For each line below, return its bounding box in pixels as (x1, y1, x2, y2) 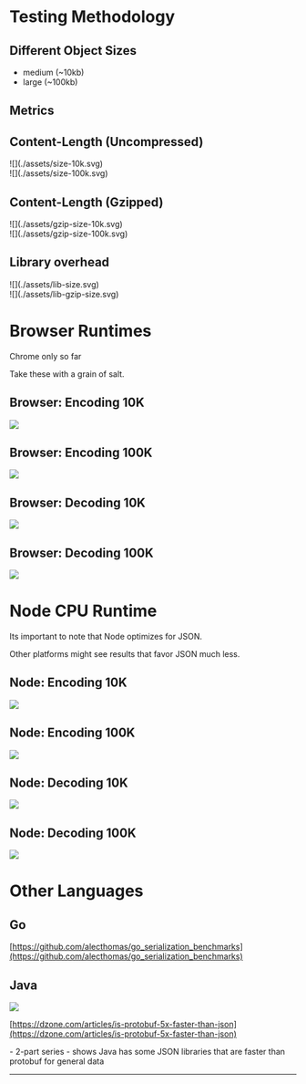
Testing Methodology (9, 6, 176, 27)
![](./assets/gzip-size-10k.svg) (9, 219, 123, 230)
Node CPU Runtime (9, 600, 158, 621)
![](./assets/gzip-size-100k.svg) (9, 228, 128, 239)
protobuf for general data (9, 1056, 105, 1067)
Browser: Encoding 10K (9, 395, 145, 411)
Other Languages (9, 881, 144, 902)
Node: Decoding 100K (9, 825, 137, 840)
